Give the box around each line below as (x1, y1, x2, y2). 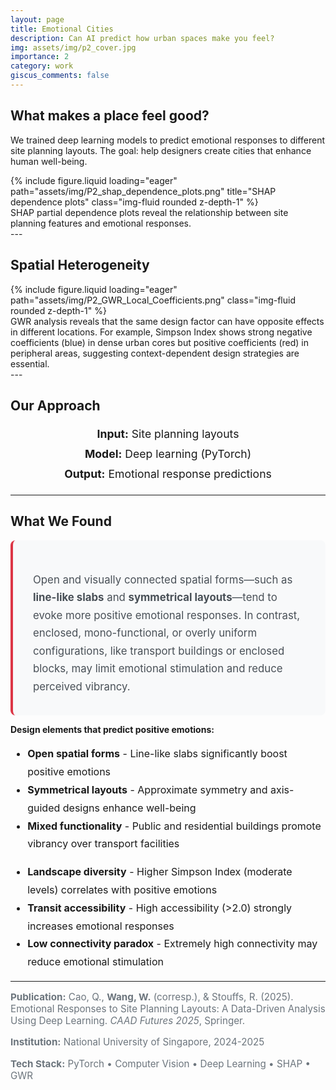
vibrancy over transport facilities (27, 837, 180, 851)
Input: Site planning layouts (96, 427, 240, 441)
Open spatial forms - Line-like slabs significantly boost (27, 747, 288, 761)
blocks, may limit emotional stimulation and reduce (33, 662, 283, 676)
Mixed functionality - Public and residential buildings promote (27, 819, 322, 833)
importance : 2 (10, 52, 70, 62)
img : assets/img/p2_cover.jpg (10, 42, 137, 53)
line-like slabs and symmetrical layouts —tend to (33, 591, 278, 605)
